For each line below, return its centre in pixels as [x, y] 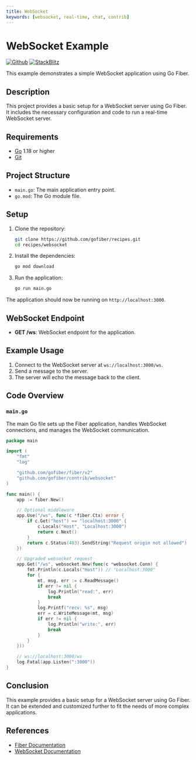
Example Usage [35, 351]
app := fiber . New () [40, 500]
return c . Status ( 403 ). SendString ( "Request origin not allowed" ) [107, 543]
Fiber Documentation [40, 745]
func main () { [23, 494]
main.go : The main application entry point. [65, 190]
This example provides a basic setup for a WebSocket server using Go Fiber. [98, 700]
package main [22, 441]
